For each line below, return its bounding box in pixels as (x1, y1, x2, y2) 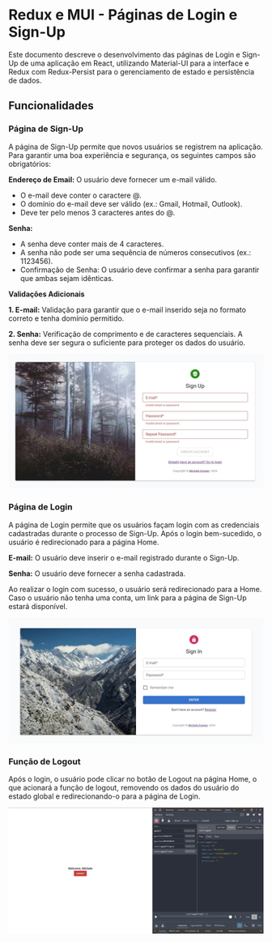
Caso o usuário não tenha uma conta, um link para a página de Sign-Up (8, 593, 247, 603)
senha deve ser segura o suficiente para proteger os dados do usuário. (8, 338, 245, 347)
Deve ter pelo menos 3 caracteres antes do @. (19, 207, 176, 217)
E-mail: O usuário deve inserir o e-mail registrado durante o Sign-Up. (8, 552, 240, 562)
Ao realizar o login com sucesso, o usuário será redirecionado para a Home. (8, 584, 262, 594)
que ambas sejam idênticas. (19, 273, 114, 283)
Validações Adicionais (8, 289, 85, 299)
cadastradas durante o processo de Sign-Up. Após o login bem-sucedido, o (8, 528, 261, 538)
